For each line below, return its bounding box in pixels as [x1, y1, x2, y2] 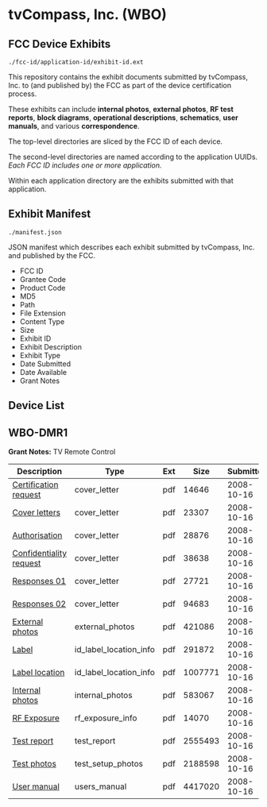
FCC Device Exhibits [8, 37, 111, 51]
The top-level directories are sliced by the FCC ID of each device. [8, 137, 223, 146]
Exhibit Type [19, 350, 61, 360]
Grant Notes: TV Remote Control [8, 447, 116, 457]
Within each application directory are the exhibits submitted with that [8, 176, 234, 185]
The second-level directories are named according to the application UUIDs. [8, 153, 258, 161]
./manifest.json [8, 228, 62, 236]
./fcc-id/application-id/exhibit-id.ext [8, 58, 145, 66]
